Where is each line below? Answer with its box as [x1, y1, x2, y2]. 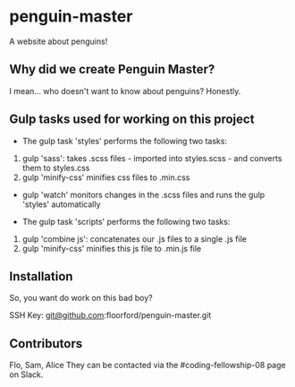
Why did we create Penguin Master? [9, 62, 215, 77]
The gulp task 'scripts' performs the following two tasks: [21, 216, 231, 227]
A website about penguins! [9, 36, 108, 47]
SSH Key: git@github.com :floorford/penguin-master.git [9, 310, 212, 321]
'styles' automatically [21, 199, 101, 210]
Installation [9, 269, 73, 284]
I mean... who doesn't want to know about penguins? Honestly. [9, 85, 241, 96]
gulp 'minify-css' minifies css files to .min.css [21, 172, 190, 183]
